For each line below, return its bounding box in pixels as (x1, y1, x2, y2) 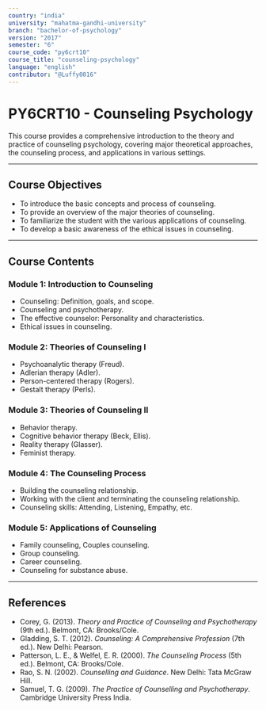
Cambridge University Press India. (19, 693, 132, 702)
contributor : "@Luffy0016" (8, 71, 97, 78)
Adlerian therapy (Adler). (19, 368, 101, 377)
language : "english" (8, 63, 77, 71)
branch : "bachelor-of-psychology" (8, 26, 123, 34)
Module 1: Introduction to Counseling (8, 278, 154, 289)
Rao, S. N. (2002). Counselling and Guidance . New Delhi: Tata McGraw (19, 667, 252, 678)
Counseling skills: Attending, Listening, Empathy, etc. (19, 502, 192, 512)
